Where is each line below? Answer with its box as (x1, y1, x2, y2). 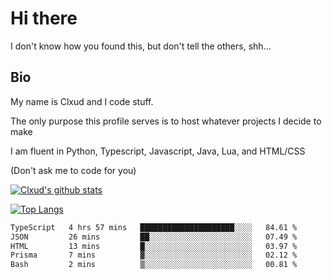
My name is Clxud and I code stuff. (10, 95, 154, 107)
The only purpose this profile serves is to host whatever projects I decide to (10, 115, 322, 127)
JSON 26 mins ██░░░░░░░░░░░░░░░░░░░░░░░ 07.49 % (10, 232, 298, 242)
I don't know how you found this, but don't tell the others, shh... (10, 40, 272, 52)
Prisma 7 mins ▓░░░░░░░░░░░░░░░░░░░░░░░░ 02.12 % (10, 250, 298, 261)
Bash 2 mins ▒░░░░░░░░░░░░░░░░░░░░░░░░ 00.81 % (10, 260, 298, 270)
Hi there (10, 7, 78, 30)
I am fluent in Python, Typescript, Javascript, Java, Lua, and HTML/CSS (10, 145, 306, 157)
